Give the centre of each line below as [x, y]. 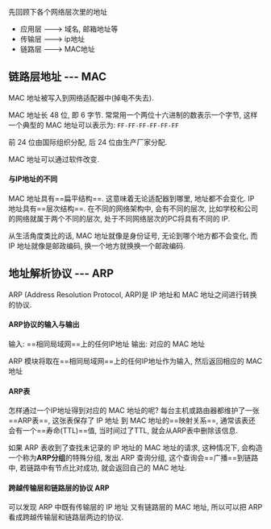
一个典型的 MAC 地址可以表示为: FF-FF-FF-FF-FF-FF [94, 125]
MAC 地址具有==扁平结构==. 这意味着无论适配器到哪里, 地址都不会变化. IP [131, 199]
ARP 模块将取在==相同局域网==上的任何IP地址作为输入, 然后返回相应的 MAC [135, 362]
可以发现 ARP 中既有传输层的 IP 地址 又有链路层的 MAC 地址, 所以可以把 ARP [135, 507]
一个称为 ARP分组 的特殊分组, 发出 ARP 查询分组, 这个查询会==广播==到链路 [133, 458]
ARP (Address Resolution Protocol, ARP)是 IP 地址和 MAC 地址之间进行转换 [133, 294]
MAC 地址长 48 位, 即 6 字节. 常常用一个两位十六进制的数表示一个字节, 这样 [133, 114]
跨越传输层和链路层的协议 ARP [59, 488]
